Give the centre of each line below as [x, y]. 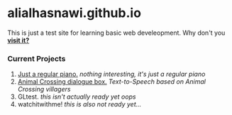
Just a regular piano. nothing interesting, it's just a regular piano [111, 74]
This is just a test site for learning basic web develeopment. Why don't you [116, 33]
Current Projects [37, 58]
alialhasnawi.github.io [74, 13]
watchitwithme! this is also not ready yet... [79, 104]
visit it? [18, 40]
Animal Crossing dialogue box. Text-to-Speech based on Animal [111, 82]
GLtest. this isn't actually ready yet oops [77, 97]
